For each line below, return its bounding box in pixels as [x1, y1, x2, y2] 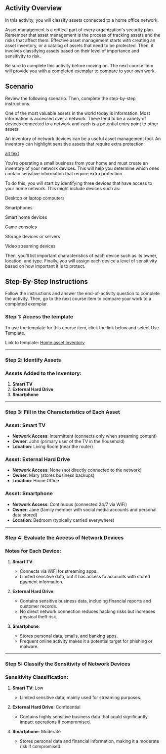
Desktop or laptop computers [5, 195, 65, 201]
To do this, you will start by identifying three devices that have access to [5, 180, 152, 186]
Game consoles [5, 224, 37, 230]
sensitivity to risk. [5, 53, 41, 59]
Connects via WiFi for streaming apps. [19, 568, 98, 574]
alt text [5, 151, 19, 156]
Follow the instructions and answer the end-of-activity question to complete [5, 291, 160, 297]
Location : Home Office [12, 478, 59, 484]
